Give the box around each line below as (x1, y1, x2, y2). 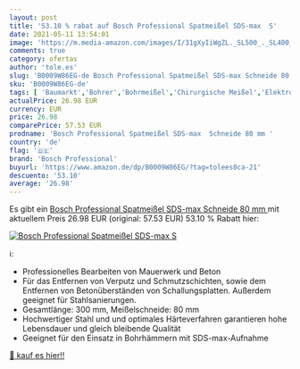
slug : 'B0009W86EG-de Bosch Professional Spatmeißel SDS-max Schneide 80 (9, 71, 290, 80)
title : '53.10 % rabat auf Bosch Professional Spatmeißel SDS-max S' (9, 21, 278, 30)
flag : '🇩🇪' (9, 146, 54, 155)
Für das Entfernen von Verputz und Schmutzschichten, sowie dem (21, 276, 266, 287)
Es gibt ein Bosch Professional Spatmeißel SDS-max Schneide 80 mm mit (9, 204, 279, 214)
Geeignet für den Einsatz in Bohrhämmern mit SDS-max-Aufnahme (21, 332, 270, 344)
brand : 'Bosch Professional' (9, 154, 118, 164)
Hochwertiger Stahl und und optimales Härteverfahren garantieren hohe (21, 314, 287, 324)
